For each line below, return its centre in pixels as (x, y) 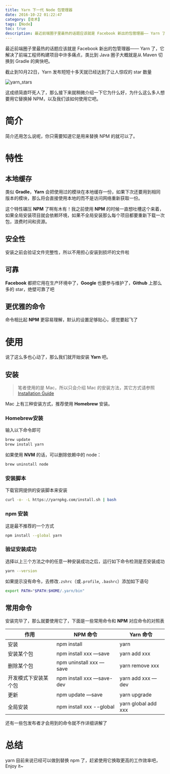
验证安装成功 (21, 549)
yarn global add (138, 704)
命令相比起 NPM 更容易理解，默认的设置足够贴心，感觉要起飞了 (72, 320)
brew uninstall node (27, 464)
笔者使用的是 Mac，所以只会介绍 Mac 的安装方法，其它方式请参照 (86, 388)
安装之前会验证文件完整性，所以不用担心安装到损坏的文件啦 (67, 252)
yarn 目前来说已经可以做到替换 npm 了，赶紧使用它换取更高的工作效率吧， (83, 760)
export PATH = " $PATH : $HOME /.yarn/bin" (45, 591)
